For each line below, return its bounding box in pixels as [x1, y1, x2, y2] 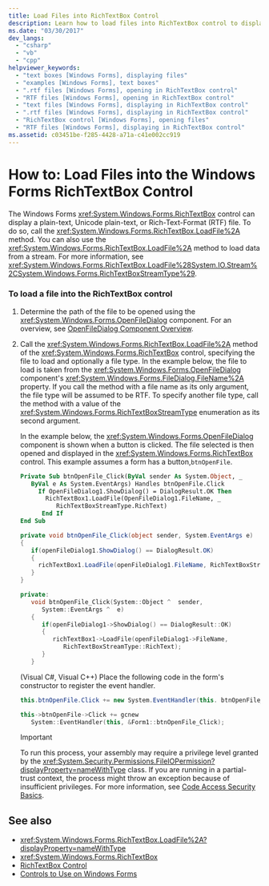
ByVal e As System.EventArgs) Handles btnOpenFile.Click [30, 480, 225, 488]
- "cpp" [15, 57, 42, 65]
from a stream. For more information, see [8, 252, 144, 261]
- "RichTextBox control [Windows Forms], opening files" [15, 116, 210, 124]
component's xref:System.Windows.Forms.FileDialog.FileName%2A [19, 373, 244, 383]
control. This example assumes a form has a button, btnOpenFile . [19, 457, 233, 466]
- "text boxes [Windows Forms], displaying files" [15, 71, 188, 79]
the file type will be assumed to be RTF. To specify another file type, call [19, 390, 259, 400]
